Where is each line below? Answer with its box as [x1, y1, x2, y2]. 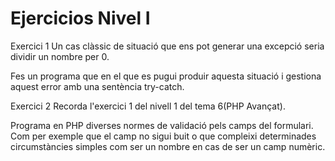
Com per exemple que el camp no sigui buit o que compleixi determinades [10, 130, 317, 142]
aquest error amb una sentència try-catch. [10, 80, 185, 92]
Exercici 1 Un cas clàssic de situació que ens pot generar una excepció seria [10, 40, 325, 52]
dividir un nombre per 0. [10, 50, 110, 62]
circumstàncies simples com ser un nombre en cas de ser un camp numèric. [10, 140, 326, 152]
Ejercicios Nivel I [10, 7, 151, 30]
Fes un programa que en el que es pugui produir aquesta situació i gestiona [10, 70, 322, 82]
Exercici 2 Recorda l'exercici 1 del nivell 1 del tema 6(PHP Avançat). [10, 100, 286, 112]
